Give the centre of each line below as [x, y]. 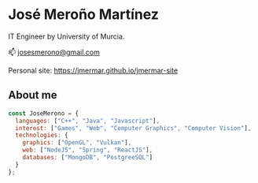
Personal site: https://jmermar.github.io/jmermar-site [93, 70]
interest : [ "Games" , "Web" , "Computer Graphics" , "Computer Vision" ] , [133, 128]
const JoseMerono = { [44, 113]
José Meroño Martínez [84, 15]
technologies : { [42, 136]
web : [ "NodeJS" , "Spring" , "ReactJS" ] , [88, 150]
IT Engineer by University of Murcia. [66, 36]
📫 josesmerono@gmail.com [54, 52]
